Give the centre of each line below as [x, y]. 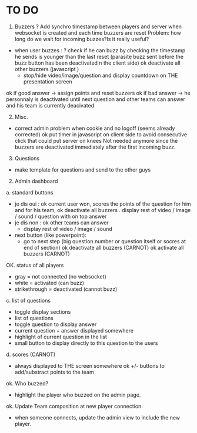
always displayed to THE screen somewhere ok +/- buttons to [89, 365]
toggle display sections [43, 311]
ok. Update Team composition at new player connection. [74, 406]
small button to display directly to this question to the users [86, 343]
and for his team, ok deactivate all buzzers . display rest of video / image [103, 210]
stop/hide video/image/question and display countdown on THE [101, 75]
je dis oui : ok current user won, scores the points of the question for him [103, 204]
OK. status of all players [35, 265]
